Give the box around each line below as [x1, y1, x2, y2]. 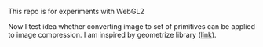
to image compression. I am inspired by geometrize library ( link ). [8, 31, 217, 39]
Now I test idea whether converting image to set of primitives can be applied [8, 22, 255, 31]
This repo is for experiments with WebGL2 [8, 7, 145, 16]
